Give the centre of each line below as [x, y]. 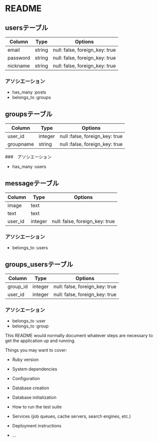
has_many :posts [29, 92]
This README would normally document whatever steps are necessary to [79, 336]
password [19, 58]
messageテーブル [32, 183]
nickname [19, 66]
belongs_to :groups [31, 98]
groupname [21, 144]
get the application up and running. [40, 341]
